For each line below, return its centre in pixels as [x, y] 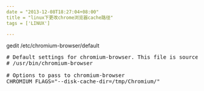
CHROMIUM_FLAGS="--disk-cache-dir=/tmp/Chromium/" [83, 82]
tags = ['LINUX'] [28, 23]
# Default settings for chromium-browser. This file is [91, 57]
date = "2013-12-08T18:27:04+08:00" [53, 12]
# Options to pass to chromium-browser [66, 76]
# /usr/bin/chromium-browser [49, 63]
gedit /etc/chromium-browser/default [53, 45]
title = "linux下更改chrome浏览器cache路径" [60, 18]
